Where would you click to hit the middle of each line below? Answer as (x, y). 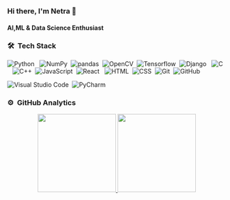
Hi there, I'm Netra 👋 (42, 11)
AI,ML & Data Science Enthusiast (56, 28)
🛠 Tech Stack (32, 46)
